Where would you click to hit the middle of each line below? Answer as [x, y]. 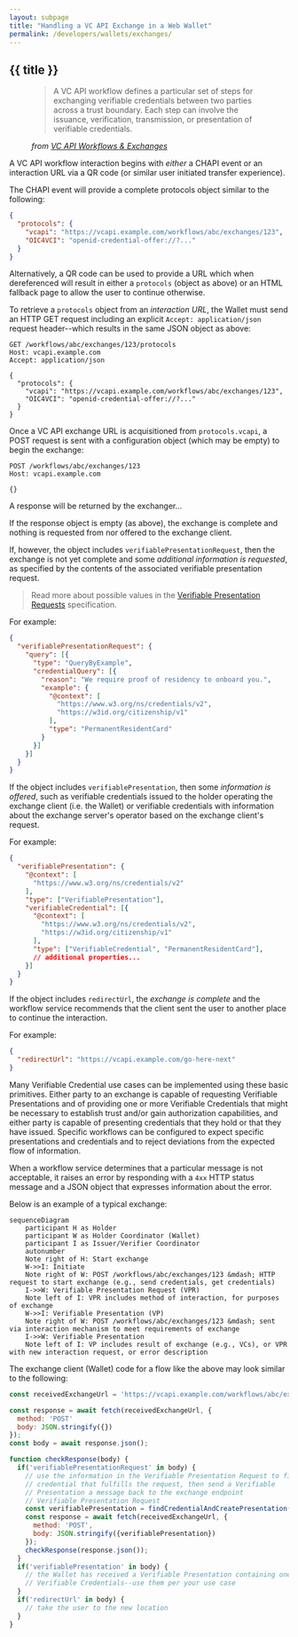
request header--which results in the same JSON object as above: [130, 328]
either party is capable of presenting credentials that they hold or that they [145, 1122]
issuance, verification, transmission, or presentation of [153, 120]
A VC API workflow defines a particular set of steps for [153, 91]
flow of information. [45, 1151]
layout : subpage [39, 17]
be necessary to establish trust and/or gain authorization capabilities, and [144, 1113]
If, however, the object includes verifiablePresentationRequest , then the [142, 550]
